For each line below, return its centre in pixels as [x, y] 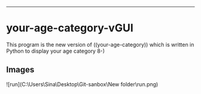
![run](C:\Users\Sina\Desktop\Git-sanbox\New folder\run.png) [82, 84]
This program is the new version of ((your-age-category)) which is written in [100, 44]
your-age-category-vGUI [70, 28]
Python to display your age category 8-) [56, 51]
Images [20, 70]
